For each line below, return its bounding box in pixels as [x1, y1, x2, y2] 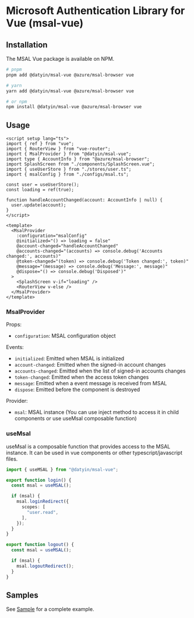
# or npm [6, 98, 27, 105]
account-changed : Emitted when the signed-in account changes [14, 361, 166, 368]
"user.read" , [27, 509, 59, 515]
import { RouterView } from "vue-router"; [6, 146, 111, 152]
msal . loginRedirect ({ [16, 499, 69, 505]
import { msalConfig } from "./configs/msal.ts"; [6, 171, 129, 178]
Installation [6, 40, 48, 50]
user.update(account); [11, 202, 66, 208]
